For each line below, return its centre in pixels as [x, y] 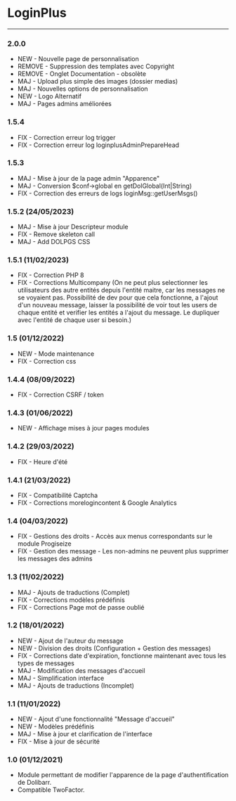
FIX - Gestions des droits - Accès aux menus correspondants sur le [115, 537]
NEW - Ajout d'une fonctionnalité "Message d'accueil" [96, 719]
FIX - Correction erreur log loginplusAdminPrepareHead [98, 145]
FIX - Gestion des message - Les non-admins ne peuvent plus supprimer [123, 551]
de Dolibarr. [34, 783]
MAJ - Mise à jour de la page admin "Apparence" [88, 178]
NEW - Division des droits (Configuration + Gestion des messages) [114, 648]
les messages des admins [55, 559]
